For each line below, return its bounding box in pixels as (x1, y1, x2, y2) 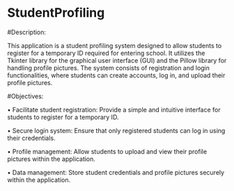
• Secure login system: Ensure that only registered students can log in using (7, 126, 226, 135)
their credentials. (7, 134, 56, 142)
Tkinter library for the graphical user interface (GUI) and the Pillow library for (7, 56, 227, 64)
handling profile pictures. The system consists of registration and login (7, 63, 210, 72)
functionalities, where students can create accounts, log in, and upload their (7, 71, 226, 79)
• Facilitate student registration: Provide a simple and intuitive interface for (7, 105, 221, 114)
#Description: (7, 28, 47, 36)
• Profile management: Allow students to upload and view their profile (7, 147, 208, 155)
